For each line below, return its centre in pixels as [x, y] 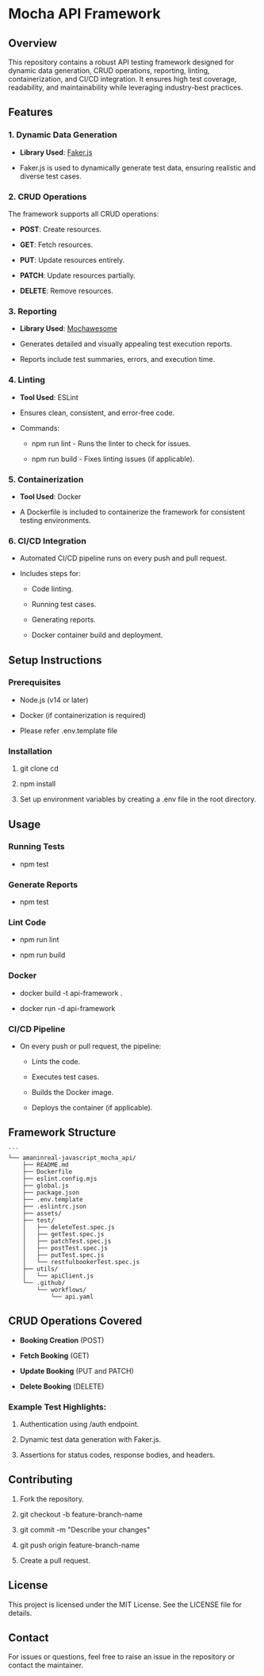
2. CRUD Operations [48, 197]
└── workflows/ [62, 1290]
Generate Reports [43, 884]
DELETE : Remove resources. [66, 290]
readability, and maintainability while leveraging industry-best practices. [126, 87]
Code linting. [52, 589]
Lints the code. [56, 1062]
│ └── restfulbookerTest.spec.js [81, 1262]
